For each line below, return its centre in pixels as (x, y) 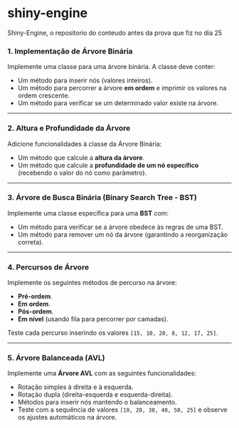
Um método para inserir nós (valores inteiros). (85, 80)
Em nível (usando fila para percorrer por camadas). (93, 319)
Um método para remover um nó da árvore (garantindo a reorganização (123, 234)
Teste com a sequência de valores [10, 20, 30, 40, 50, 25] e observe (122, 410)
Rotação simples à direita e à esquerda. (75, 387)
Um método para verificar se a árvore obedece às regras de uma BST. (121, 227)
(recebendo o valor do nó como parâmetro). (82, 173)
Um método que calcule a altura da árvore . (81, 157)
